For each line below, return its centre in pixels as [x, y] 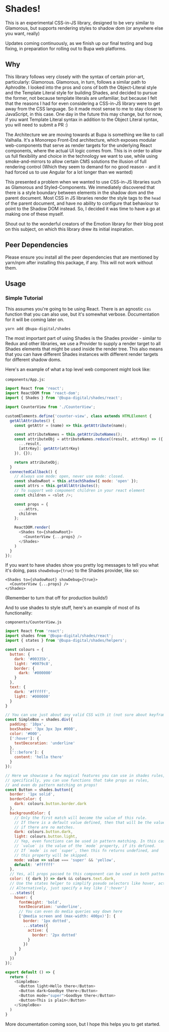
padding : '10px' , [28, 724]
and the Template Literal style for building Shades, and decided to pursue [81, 93]
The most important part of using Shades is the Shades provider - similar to [83, 338]
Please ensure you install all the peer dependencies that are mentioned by [82, 257]
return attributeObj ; [37, 462]
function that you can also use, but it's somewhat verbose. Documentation [82, 314]
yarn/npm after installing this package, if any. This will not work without [79, 262]
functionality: [19, 613]
